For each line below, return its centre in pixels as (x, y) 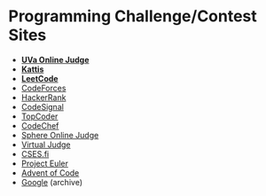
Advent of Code (50, 172)
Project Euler (44, 163)
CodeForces (43, 88)
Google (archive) (52, 182)
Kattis (32, 69)
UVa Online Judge (55, 59)
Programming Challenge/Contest (133, 16)
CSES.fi (35, 153)
